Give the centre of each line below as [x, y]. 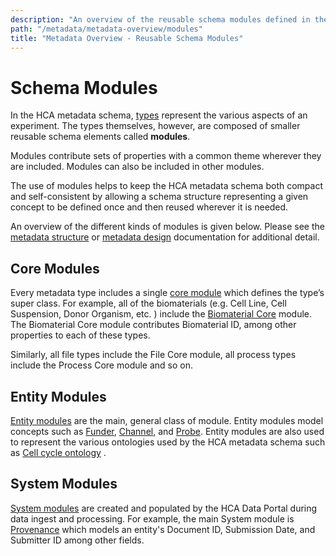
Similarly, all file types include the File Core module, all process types [153, 355]
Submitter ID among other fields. [77, 540]
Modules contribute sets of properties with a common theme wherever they [166, 156]
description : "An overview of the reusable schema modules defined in [160, 19]
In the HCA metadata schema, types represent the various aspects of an [159, 115]
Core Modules [55, 268]
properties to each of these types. [80, 335]
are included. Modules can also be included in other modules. [137, 167]
